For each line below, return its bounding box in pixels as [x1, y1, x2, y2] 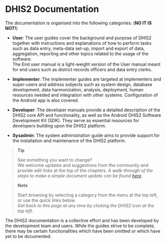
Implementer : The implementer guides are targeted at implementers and [12, 76, 162, 82]
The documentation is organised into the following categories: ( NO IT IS [5, 20, 152, 26]
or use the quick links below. [17, 197, 76, 203]
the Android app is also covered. [12, 97, 79, 103]
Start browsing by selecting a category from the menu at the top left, [17, 192, 158, 198]
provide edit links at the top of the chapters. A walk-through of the [17, 167, 153, 173]
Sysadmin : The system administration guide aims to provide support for [12, 132, 160, 138]
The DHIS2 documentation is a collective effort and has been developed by [5, 217, 159, 223]
